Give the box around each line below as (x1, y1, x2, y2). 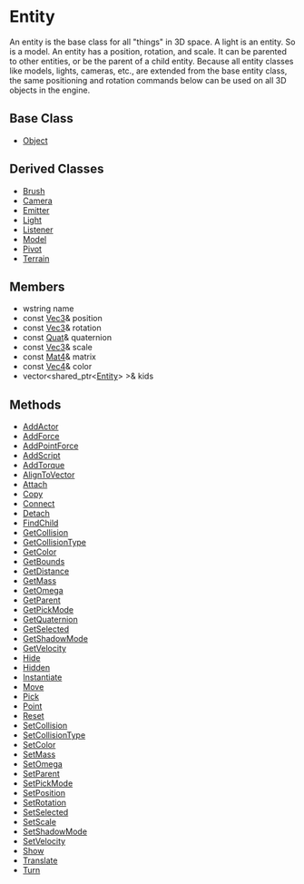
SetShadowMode (22, 826, 88, 837)
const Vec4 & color (22, 361, 93, 372)
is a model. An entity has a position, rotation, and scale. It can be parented (9, 45, 288, 56)
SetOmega (22, 759, 64, 770)
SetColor (22, 740, 56, 751)
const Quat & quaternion (22, 332, 112, 343)
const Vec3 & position (22, 313, 103, 324)
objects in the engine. (9, 84, 91, 95)
